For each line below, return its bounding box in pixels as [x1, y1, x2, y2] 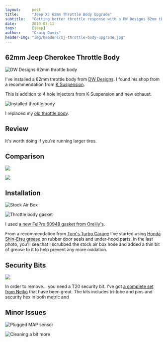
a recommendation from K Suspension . [5, 81, 85, 87]
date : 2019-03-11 [5, 21, 55, 26]
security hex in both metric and [5, 294, 69, 300]
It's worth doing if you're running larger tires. [5, 137, 97, 144]
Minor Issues [5, 308, 46, 317]
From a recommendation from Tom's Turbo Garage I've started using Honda [5, 231, 161, 237]
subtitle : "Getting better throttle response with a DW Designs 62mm [5, 16, 157, 21]
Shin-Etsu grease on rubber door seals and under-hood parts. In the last [5, 236, 153, 242]
